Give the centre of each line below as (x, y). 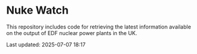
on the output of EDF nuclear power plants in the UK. (72, 33)
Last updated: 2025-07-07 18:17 (46, 45)
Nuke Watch (38, 10)
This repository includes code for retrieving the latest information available (99, 27)
